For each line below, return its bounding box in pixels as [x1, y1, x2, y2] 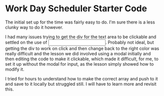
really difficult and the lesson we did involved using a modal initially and [5, 50, 151, 56]
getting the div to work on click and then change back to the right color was [5, 45, 160, 51]
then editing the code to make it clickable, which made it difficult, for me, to [5, 56, 159, 62]
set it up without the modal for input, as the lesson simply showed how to [5, 61, 154, 67]
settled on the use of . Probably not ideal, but [5, 39, 154, 45]
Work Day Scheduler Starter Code [5, 3, 147, 14]
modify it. [5, 66, 25, 72]
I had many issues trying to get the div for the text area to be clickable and [5, 34, 157, 40]
